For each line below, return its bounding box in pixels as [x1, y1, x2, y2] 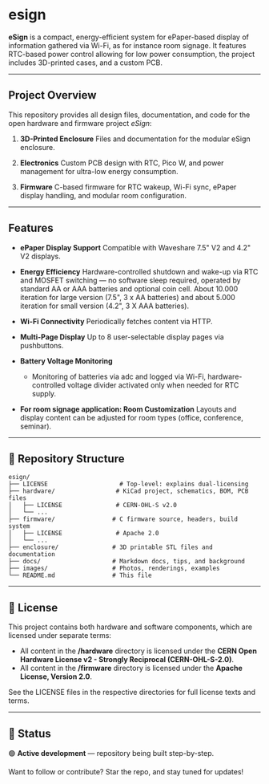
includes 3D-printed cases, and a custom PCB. [8, 58, 163, 67]
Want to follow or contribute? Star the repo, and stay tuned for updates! [8, 767, 244, 776]
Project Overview [8, 88, 97, 102]
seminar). [19, 421, 52, 431]
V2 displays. [19, 251, 62, 261]
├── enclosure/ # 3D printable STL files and [8, 543, 214, 551]
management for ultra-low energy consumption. [19, 166, 179, 176]
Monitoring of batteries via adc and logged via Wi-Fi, [31, 372, 207, 381]
